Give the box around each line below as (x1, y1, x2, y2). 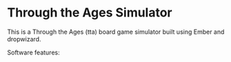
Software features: (7, 48, 60, 56)
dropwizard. (7, 34, 41, 43)
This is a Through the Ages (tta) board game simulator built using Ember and (7, 28, 225, 36)
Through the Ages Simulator (7, 5, 172, 21)
